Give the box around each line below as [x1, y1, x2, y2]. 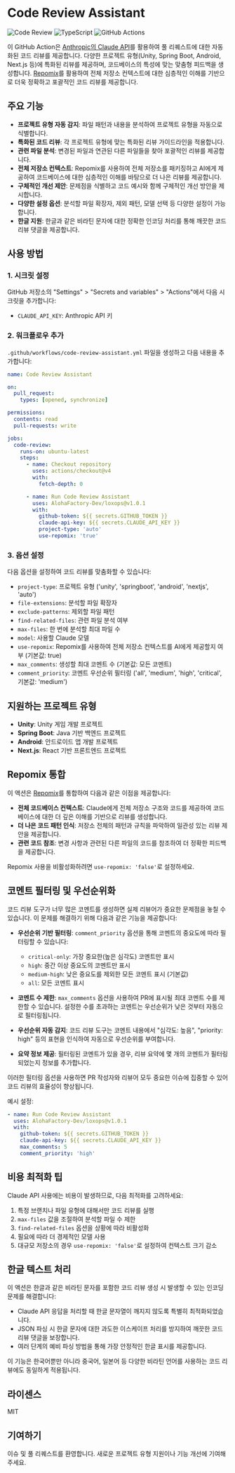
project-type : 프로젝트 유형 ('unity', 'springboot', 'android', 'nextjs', [17, 582, 209, 591]
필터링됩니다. [25, 1011, 61, 1019]
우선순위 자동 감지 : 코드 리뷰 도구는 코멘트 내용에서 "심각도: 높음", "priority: [17, 1025, 223, 1034]
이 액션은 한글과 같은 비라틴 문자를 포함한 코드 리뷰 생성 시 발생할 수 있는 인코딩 [7, 1284, 224, 1292]
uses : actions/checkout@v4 [32, 468, 112, 475]
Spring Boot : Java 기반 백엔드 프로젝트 [17, 729, 126, 737]
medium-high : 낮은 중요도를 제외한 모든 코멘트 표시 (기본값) [27, 969, 189, 978]
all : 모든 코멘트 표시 [27, 978, 85, 987]
